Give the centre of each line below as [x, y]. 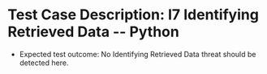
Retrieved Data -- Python [93, 32]
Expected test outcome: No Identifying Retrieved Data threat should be [138, 54]
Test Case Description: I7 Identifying [133, 15]
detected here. [44, 63]
